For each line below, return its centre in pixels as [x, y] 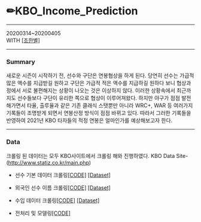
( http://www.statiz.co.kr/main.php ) [49, 162]
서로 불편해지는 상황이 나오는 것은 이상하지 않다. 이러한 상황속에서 [98, 90]
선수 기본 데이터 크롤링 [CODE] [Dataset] [63, 175]
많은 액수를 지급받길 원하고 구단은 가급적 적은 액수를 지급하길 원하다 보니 [91, 83]
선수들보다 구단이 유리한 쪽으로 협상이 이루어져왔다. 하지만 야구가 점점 [99, 98]
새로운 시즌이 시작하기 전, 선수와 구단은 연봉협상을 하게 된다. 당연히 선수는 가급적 [100, 75]
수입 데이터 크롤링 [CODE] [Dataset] [57, 200]
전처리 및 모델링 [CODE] [42, 213]
